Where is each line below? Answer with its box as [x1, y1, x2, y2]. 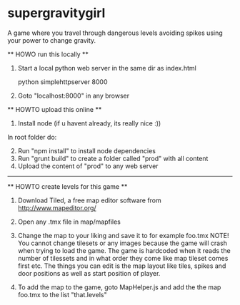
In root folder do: [7, 133, 57, 141]
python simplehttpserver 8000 [17, 77, 108, 86]
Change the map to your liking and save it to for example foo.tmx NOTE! [17, 231, 230, 239]
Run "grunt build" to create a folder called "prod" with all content [17, 154, 209, 162]
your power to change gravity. [7, 36, 96, 44]
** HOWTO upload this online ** [7, 105, 102, 113]
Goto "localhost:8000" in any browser [17, 91, 130, 100]
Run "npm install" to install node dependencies [17, 146, 156, 155]
